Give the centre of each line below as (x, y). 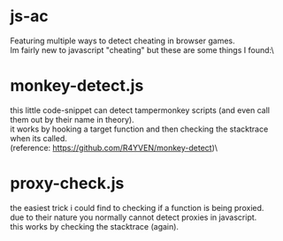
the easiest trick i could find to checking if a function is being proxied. (137, 207)
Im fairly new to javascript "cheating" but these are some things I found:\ (142, 49)
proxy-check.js (67, 184)
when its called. (38, 138)
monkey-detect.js (77, 86)
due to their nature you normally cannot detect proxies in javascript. (134, 217)
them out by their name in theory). (73, 119)
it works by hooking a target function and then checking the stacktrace (139, 129)
